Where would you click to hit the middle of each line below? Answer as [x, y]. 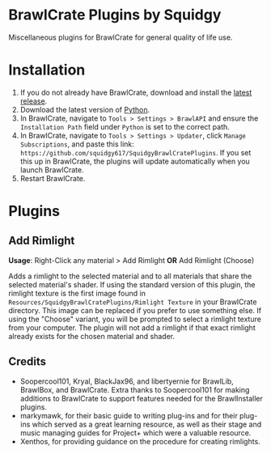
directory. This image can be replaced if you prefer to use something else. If [135, 310]
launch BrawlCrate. [52, 170]
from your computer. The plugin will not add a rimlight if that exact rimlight [132, 327]
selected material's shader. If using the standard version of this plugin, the [132, 284]
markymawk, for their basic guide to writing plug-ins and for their [129, 415]
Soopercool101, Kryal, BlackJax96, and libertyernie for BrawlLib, [127, 381]
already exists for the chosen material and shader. [92, 336]
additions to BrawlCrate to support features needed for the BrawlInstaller [141, 398]
